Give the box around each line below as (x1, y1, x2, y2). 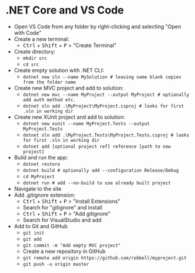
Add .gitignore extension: (14, 191, 76, 198)
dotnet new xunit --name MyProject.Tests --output (22, 121, 150, 126)
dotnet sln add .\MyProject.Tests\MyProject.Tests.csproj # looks (22, 132, 190, 138)
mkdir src (22, 55, 48, 61)
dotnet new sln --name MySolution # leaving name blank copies (22, 74, 182, 80)
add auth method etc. (22, 96, 76, 103)
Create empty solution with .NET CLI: (14, 66, 104, 74)
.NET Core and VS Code (5, 4, 124, 17)
